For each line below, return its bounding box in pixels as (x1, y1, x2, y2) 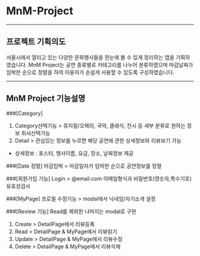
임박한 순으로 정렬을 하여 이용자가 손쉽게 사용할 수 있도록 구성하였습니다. (6, 69, 174, 76)
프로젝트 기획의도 (6, 37, 66, 47)
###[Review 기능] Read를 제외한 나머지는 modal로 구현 (6, 208, 137, 215)
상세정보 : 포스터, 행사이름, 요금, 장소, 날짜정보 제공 (14, 149, 134, 156)
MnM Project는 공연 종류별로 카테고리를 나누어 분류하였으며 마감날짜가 (28, 61, 193, 68)
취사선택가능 (21, 129, 51, 137)
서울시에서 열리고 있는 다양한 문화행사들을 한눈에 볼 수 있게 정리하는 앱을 (6, 54, 174, 61)
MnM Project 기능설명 (6, 94, 86, 104)
